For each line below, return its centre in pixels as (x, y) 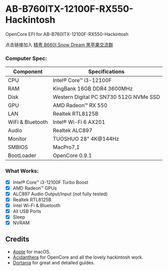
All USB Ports (27, 211)
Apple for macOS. (32, 251)
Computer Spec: (26, 58)
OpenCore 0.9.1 (72, 156)
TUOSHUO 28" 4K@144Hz (86, 139)
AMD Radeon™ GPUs (35, 188)
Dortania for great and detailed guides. (54, 262)
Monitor (17, 139)
